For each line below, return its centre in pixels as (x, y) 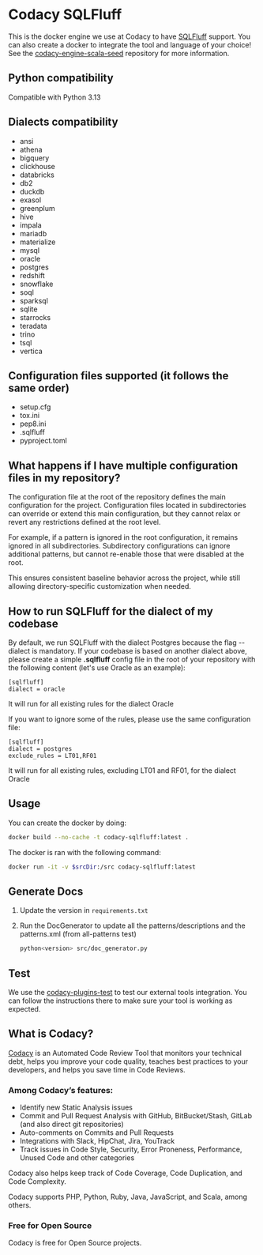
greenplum (37, 208)
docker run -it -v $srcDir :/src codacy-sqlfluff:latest (102, 867)
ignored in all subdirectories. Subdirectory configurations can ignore (119, 546)
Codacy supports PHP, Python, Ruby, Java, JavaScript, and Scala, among (128, 1197)
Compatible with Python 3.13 (54, 97)
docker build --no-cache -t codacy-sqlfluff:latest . (99, 837)
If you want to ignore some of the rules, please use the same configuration (130, 719)
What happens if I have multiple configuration (123, 465)
